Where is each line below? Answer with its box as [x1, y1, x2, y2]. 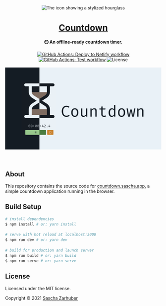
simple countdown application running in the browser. [5, 188, 115, 194]
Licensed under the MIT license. [5, 285, 71, 291]
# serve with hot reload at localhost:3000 [5, 232, 97, 237]
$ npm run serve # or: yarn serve [5, 258, 77, 263]
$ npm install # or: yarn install [5, 222, 77, 227]
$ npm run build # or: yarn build [5, 253, 77, 258]
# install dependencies [5, 216, 55, 222]
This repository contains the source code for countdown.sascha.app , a [5, 183, 150, 189]
